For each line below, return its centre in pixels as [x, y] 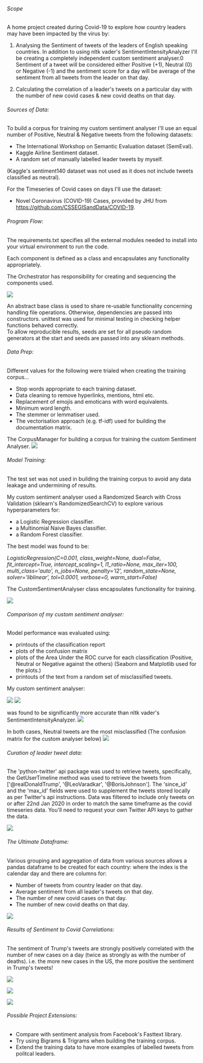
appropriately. [24, 265]
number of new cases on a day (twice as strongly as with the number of [96, 955]
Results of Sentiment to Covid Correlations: [61, 930]
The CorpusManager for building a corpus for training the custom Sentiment [102, 439]
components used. [30, 283]
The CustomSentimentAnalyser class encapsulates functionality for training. [101, 589]
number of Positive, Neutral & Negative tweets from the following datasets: [100, 135]
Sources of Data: [28, 110]
